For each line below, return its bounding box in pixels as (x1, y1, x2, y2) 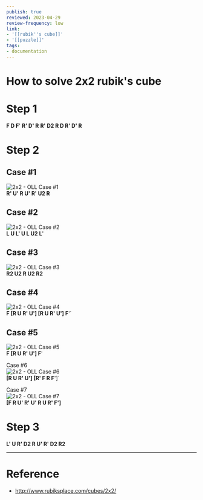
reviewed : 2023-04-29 (6, 15, 61, 21)
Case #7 (6, 386, 27, 393)
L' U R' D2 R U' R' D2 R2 (6, 440, 66, 448)
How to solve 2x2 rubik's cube (6, 74, 162, 88)
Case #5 (6, 327, 38, 338)
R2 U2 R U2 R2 (6, 270, 43, 277)
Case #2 (6, 207, 38, 218)
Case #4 (6, 287, 39, 297)
